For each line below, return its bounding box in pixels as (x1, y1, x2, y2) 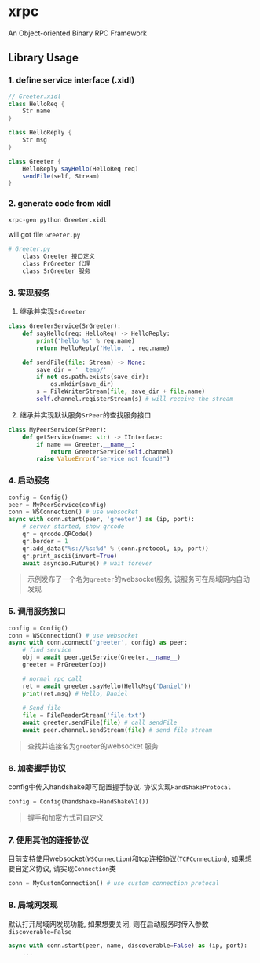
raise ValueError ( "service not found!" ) (36, 455, 170, 463)
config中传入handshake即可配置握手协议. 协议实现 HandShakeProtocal (8, 782, 232, 792)
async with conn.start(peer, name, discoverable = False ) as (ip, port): (8, 942, 247, 950)
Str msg (22, 136, 47, 144)
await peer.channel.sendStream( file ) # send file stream (22, 726, 213, 734)
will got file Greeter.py (8, 230, 81, 240)
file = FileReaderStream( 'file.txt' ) (22, 711, 146, 719)
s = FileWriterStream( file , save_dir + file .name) (36, 388, 206, 395)
